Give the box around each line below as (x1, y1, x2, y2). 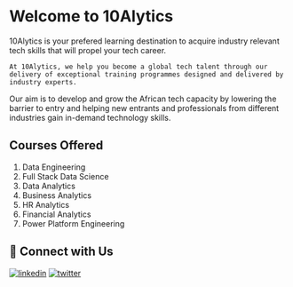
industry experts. (9, 77, 77, 86)
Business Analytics (21, 189, 91, 201)
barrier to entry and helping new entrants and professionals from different (9, 102, 280, 113)
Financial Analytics (21, 209, 91, 219)
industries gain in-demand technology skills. (9, 112, 171, 123)
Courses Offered (9, 138, 104, 153)
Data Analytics (21, 180, 75, 191)
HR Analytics (21, 199, 69, 210)
